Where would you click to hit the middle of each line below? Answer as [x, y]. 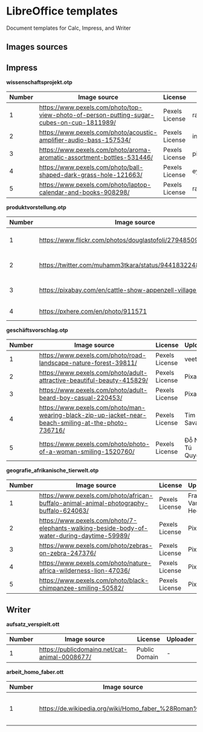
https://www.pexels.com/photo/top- [91, 107]
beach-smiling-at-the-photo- [83, 423]
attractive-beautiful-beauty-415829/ [94, 380]
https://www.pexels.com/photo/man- [92, 408]
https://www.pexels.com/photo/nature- [95, 563]
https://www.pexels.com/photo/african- [96, 495]
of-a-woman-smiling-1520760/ [87, 452]
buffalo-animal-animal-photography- [94, 503]
